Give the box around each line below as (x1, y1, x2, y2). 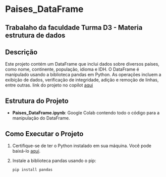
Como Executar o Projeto (5, 129, 84, 138)
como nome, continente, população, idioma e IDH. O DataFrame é (5, 66, 140, 73)
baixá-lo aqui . (12, 148, 41, 154)
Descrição (5, 48, 38, 56)
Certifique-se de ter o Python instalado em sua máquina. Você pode (12, 143, 152, 149)
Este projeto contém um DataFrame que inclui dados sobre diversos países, (5, 61, 160, 67)
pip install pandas (12, 168, 53, 173)
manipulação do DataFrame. (12, 115, 70, 121)
